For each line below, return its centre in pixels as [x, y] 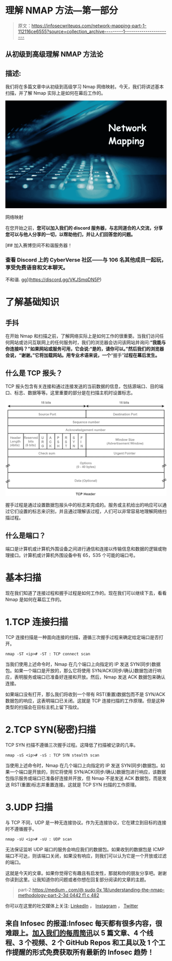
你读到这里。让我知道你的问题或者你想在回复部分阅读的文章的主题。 [77, 879]
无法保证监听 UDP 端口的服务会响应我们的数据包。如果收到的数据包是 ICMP [85, 850]
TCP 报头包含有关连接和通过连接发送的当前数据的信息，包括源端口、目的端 [84, 386]
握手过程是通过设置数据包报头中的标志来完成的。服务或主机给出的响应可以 [84, 505]
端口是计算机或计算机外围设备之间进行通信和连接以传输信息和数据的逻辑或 [84, 549]
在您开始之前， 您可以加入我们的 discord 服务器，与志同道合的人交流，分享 [84, 228]
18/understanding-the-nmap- [134, 890]
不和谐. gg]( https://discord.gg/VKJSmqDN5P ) [53, 279]
